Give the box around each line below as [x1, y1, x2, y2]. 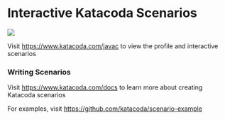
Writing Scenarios [7, 67, 71, 77]
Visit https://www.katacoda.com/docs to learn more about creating [7, 83, 203, 92]
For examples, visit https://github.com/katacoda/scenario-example [7, 104, 202, 113]
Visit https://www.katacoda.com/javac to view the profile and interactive [7, 41, 219, 50]
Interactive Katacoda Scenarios [7, 5, 197, 21]
